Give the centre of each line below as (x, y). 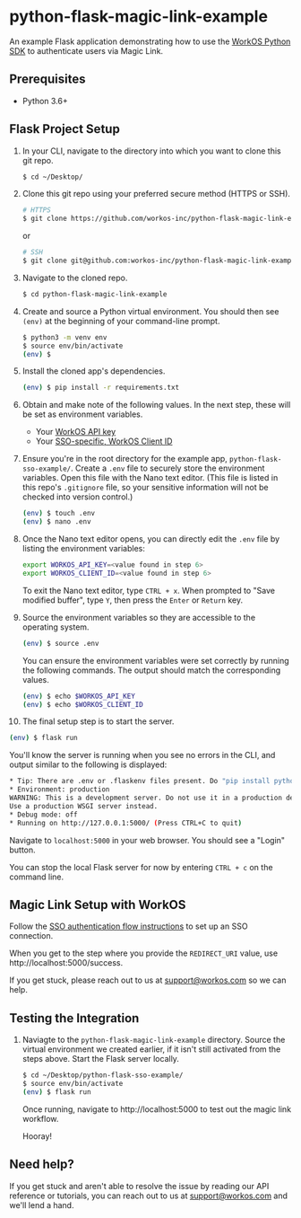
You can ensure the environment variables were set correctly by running (155, 660)
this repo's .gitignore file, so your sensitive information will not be (145, 488)
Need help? (42, 1165)
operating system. (56, 627)
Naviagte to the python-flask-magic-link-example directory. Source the (154, 1040)
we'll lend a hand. (42, 1205)
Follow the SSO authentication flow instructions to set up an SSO (129, 926)
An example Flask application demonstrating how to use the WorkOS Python (150, 41)
